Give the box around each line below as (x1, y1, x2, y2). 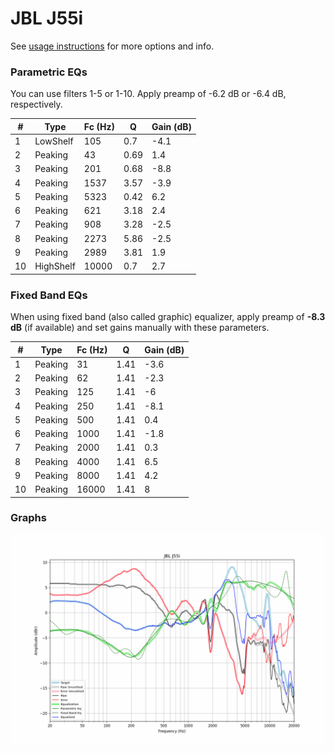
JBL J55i (10, 7, 84, 30)
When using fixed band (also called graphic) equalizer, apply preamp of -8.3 (10, 311, 326, 323)
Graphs (10, 511, 47, 525)
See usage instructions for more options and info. (10, 40, 215, 52)
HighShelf (34, 260, 76, 272)
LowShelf (34, 135, 74, 147)
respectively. (10, 98, 63, 111)
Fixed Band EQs (10, 288, 88, 302)
